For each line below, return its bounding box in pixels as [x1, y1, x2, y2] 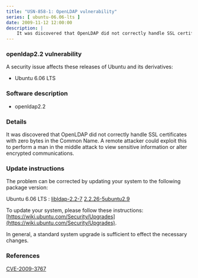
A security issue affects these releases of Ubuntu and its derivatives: [6, 63, 173, 71]
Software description [6, 90, 68, 98]
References [6, 251, 40, 260]
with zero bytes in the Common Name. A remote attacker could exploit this [6, 137, 187, 144]
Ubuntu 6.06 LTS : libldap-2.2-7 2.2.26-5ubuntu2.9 [6, 196, 130, 203]
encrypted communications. [6, 150, 75, 157]
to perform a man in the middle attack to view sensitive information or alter [6, 144, 187, 151]
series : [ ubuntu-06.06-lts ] [6, 14, 81, 20]
